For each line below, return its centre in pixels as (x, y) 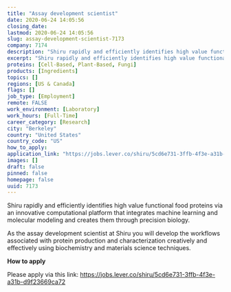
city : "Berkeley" (32, 128)
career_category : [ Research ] (49, 122)
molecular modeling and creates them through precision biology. (99, 220)
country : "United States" (44, 135)
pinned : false (27, 173)
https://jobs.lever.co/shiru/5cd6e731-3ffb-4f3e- (147, 275)
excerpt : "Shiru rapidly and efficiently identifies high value (101, 58)
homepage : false (30, 179)
